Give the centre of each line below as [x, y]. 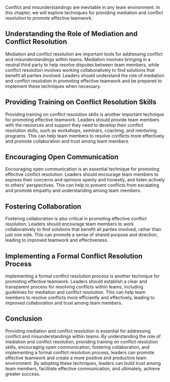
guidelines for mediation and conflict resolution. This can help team [75, 292]
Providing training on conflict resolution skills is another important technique [85, 114]
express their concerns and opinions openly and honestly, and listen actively [85, 180]
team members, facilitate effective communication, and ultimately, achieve [83, 368]
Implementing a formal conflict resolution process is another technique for [83, 276]
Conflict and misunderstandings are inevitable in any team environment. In [83, 7]
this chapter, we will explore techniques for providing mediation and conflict [84, 13]
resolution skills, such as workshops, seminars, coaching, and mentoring [81, 130]
